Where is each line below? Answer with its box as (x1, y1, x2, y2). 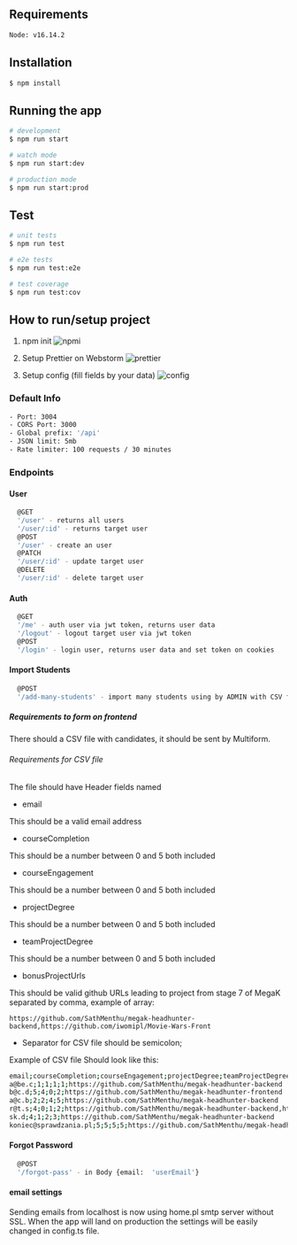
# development (9, 127, 62, 135)
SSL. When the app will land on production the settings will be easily (9, 1216, 258, 1226)
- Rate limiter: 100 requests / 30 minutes (9, 445, 172, 454)
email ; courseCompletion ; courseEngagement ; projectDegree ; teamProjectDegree (9, 1071, 291, 1080)
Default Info (9, 392, 61, 405)
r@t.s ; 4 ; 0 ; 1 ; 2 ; (9, 1104, 65, 1114)
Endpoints (9, 466, 55, 478)
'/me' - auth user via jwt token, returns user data (17, 621, 216, 630)
